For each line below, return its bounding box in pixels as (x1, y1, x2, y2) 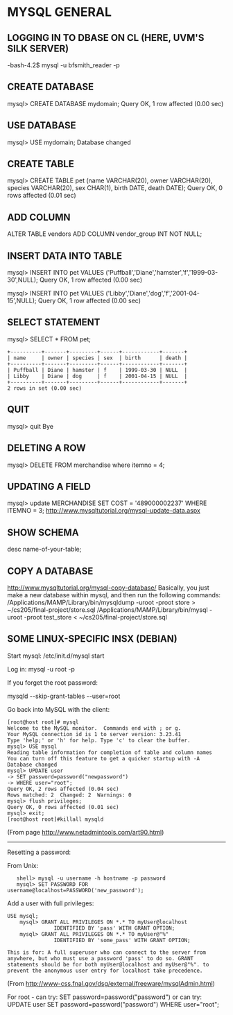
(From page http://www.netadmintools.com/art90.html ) (7, 828, 164, 836)
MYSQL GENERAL (7, 4, 112, 20)
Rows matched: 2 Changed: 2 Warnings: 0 (7, 792, 132, 799)
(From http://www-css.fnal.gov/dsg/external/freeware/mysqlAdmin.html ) (7, 979, 215, 987)
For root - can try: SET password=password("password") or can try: (7, 993, 202, 1001)
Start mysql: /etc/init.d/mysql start (7, 651, 105, 660)
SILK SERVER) (7, 42, 69, 54)
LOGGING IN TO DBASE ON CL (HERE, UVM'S (7, 32, 205, 44)
